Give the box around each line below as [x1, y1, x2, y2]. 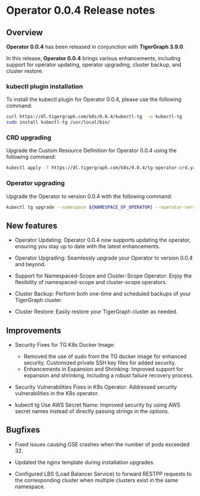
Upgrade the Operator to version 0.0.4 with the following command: [6, 192, 173, 200]
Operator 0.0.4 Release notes [6, 4, 155, 17]
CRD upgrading [6, 133, 52, 141]
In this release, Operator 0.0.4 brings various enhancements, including [6, 55, 181, 61]
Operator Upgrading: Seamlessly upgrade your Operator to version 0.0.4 [14, 254, 193, 261]
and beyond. [14, 261, 46, 268]
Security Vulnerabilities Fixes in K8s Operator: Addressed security [14, 383, 177, 391]
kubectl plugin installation [6, 82, 83, 90]
